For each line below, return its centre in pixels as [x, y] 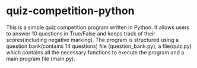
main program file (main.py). [41, 59]
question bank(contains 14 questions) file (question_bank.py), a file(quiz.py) [99, 46]
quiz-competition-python [70, 11]
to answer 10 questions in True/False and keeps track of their [81, 33]
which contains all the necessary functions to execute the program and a [95, 52]
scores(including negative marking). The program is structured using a [93, 40]
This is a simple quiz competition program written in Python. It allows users [98, 27]
